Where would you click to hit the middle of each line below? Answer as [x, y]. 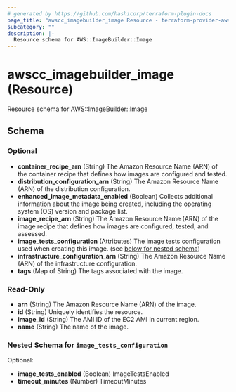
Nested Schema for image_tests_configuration [88, 345]
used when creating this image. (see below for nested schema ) [109, 248]
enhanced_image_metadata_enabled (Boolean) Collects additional [115, 196]
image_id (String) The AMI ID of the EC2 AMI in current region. [108, 320]
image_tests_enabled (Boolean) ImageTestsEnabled [93, 374]
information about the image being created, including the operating [114, 204]
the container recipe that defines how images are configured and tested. [122, 174]
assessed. [32, 233]
